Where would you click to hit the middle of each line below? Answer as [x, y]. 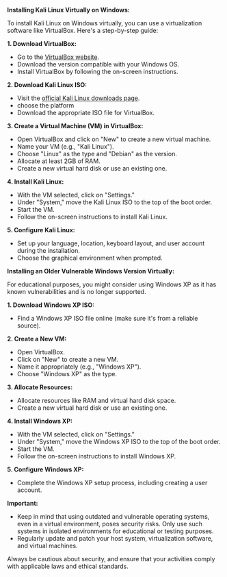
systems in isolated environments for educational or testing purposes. [115, 531]
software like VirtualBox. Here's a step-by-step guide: [83, 30]
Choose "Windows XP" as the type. [67, 374]
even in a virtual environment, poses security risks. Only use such [110, 524]
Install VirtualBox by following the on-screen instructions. [98, 72]
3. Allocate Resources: [40, 387]
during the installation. [49, 250]
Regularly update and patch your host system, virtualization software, [115, 538]
